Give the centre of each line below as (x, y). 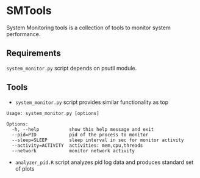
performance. (23, 34)
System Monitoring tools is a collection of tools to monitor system (88, 28)
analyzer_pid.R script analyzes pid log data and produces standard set (104, 162)
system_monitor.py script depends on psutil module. (72, 68)
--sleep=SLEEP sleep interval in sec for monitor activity (98, 140)
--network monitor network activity (73, 150)
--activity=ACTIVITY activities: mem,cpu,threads (77, 145)
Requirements (34, 54)
